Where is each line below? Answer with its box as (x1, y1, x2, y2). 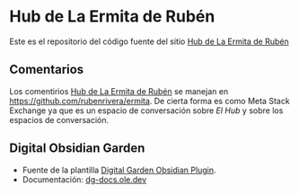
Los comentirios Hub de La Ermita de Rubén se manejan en (9, 85, 229, 96)
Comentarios (9, 62, 84, 77)
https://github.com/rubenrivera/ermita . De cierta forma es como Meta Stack (9, 95, 290, 106)
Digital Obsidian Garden (9, 141, 145, 156)
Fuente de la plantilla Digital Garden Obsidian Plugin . (22, 164, 216, 175)
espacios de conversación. (9, 114, 110, 125)
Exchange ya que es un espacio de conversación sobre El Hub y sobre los (9, 105, 284, 116)
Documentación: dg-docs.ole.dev (22, 173, 147, 185)
